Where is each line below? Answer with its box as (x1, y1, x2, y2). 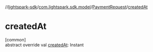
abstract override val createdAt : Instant (5, 42, 84, 48)
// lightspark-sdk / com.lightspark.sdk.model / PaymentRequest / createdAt (5, 4, 148, 10)
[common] (5, 37, 26, 42)
